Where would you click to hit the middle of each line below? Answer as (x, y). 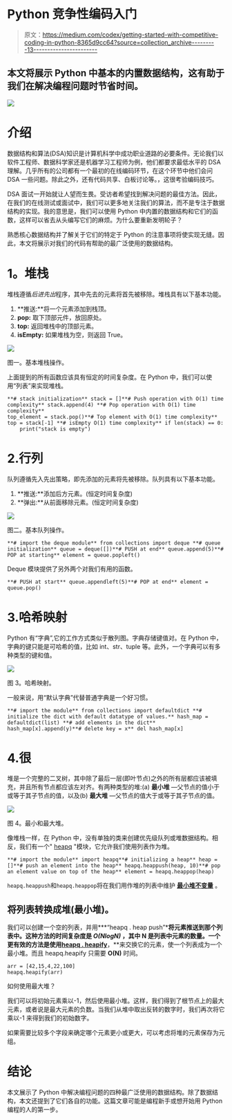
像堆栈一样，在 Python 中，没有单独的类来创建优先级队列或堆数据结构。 (110, 838)
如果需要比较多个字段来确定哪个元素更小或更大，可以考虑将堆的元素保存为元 (116, 1033)
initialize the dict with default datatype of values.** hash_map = (108, 716)
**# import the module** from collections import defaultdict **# (105, 710)
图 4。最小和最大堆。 (37, 824)
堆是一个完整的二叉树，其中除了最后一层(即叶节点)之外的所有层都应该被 (109, 779)
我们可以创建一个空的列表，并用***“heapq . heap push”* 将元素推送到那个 (112, 927)
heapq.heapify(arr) (35, 972)
